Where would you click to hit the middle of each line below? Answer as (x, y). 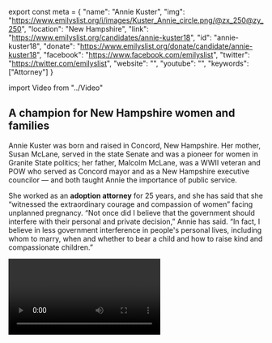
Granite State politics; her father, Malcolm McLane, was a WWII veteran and (134, 162)
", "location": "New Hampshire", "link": (85, 29)
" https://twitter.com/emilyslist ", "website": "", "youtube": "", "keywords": (129, 63)
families (29, 126)
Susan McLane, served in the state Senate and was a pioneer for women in (134, 154)
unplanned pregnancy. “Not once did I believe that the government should (132, 212)
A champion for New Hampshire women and (122, 113)
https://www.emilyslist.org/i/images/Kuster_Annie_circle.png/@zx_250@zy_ (138, 20)
